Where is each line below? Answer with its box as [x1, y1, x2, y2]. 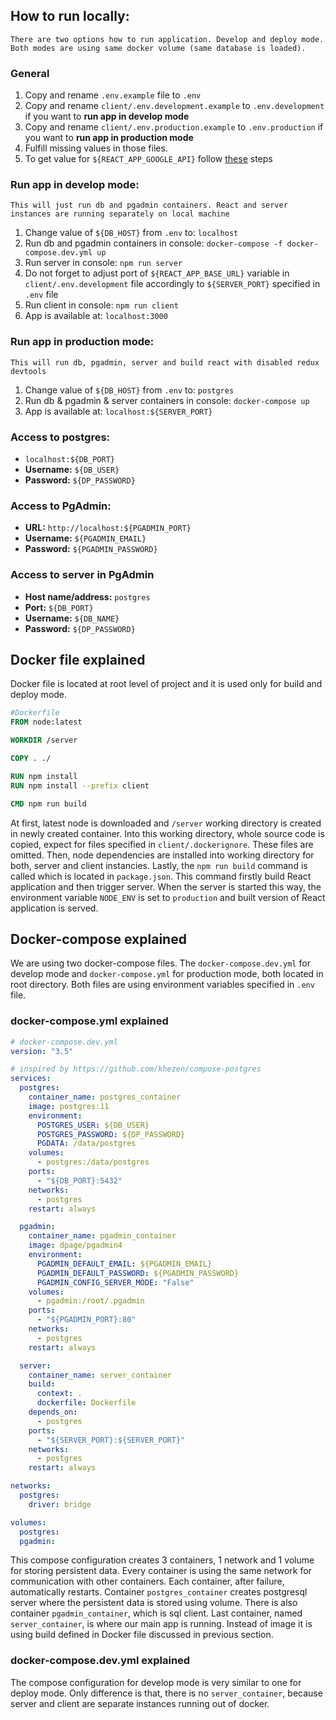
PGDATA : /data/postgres [36, 1139, 137, 1149]
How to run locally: [10, 8, 130, 25]
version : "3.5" [10, 1046, 74, 1056]
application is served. [10, 902, 99, 914]
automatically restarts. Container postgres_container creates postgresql [10, 1586, 308, 1598]
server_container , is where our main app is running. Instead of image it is [10, 1618, 313, 1630]
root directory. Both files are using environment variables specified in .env [10, 979, 315, 991]
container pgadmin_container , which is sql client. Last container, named [10, 1607, 303, 1619]
